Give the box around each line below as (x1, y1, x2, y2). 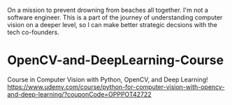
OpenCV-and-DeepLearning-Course (7, 52, 224, 68)
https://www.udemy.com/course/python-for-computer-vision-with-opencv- (7, 83, 225, 91)
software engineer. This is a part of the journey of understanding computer (7, 13, 223, 22)
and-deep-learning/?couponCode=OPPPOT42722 (7, 90, 152, 98)
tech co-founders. (7, 28, 59, 36)
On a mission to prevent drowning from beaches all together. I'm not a (7, 6, 208, 14)
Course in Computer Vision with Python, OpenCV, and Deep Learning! (7, 75, 208, 83)
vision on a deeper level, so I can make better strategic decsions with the (7, 21, 218, 29)
